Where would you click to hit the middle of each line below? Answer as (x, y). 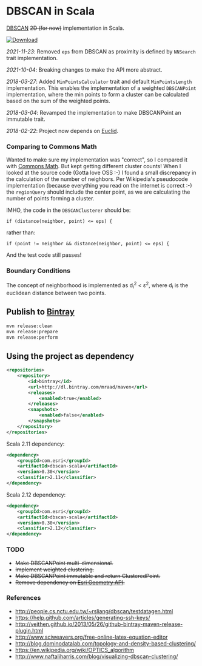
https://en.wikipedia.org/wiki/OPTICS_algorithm (75, 650)
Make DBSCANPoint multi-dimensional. (64, 563)
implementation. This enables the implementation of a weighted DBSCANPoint (101, 88)
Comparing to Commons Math (52, 146)
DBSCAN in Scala (51, 11)
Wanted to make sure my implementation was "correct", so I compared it (97, 160)
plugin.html (29, 630)
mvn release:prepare (32, 331)
